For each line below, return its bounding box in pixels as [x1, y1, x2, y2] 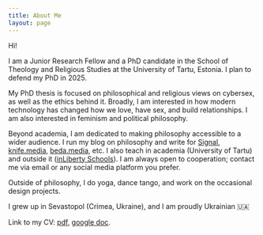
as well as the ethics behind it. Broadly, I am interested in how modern [8, 97, 236, 106]
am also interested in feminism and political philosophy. [8, 113, 188, 123]
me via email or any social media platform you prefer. [8, 162, 181, 172]
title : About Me [8, 11, 62, 20]
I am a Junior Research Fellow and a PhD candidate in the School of [8, 56, 229, 66]
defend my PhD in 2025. [8, 73, 88, 82]
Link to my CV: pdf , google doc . [8, 217, 111, 226]
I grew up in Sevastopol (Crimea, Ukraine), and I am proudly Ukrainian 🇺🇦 [8, 201, 250, 210]
